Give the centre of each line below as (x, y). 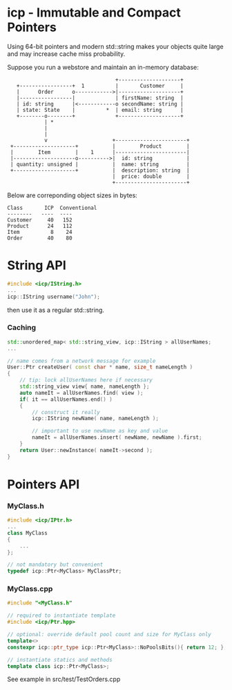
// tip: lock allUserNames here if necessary (86, 380)
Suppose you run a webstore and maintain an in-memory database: (103, 67)
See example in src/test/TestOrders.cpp (64, 679)
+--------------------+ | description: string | (100, 170)
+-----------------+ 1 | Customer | (100, 86)
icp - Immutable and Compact (94, 13)
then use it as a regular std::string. (56, 310)
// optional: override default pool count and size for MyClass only (109, 635)
